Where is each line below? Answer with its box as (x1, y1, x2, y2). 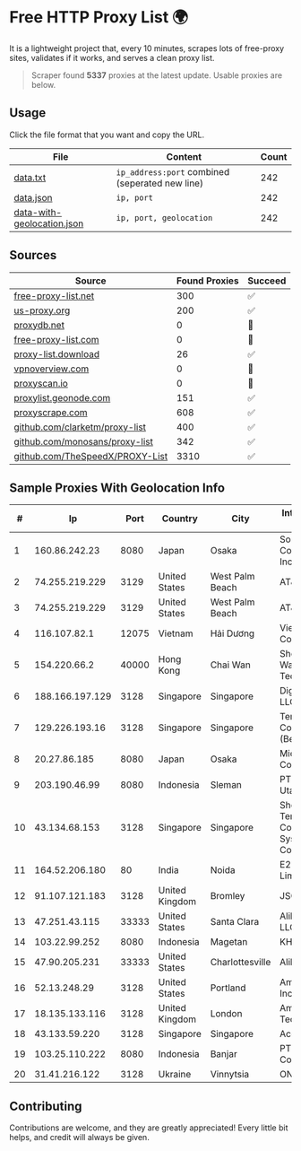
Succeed (247, 275, 287, 287)
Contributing (9, 1098, 82, 1113)
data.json (13, 191, 53, 204)
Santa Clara (210, 916, 260, 929)
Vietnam (158, 627, 193, 640)
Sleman (210, 779, 242, 791)
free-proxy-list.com (13, 333, 100, 345)
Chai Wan (210, 658, 251, 671)
